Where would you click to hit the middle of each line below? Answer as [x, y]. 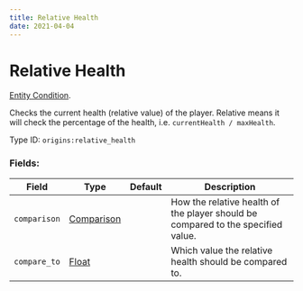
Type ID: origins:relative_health [73, 140]
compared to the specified [227, 224]
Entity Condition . [40, 95]
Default [146, 186]
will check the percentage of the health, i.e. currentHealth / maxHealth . [142, 123]
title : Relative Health [54, 18]
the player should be [214, 213]
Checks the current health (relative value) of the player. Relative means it [144, 113]
